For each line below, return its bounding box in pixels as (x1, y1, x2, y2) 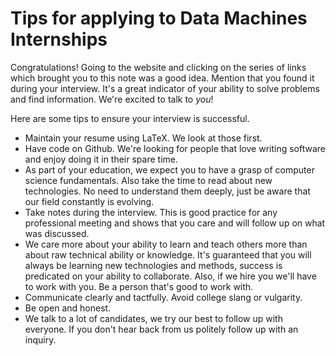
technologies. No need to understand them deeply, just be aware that (24, 185, 311, 197)
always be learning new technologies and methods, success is (24, 259, 283, 271)
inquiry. (24, 333, 57, 346)
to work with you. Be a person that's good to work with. (24, 280, 254, 292)
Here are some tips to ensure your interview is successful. (10, 112, 250, 124)
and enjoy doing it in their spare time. (24, 153, 178, 165)
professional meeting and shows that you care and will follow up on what (24, 217, 326, 229)
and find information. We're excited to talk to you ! (10, 93, 214, 105)
